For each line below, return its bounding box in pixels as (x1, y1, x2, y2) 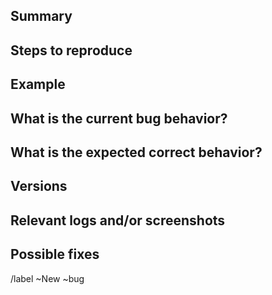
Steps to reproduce (10, 42, 133, 59)
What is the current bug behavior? (10, 110, 228, 127)
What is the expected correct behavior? (10, 144, 263, 161)
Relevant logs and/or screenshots (10, 212, 226, 229)
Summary (10, 8, 73, 25)
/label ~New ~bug (10, 272, 85, 284)
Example (10, 76, 66, 93)
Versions (10, 178, 68, 195)
